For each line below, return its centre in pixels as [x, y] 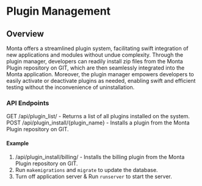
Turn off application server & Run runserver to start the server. [93, 176]
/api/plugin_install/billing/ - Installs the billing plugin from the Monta [100, 157]
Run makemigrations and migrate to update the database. [86, 170]
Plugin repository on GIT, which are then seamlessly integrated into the [96, 68]
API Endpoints [28, 103]
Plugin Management [59, 11]
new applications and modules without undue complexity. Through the [95, 55]
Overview [25, 34]
